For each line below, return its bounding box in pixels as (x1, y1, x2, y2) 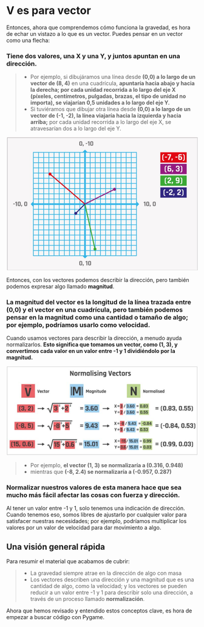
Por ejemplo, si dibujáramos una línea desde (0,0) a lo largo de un (30, 74, 196, 81)
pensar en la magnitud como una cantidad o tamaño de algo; (6, 313, 188, 321)
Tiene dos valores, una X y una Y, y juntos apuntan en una (6, 52, 180, 60)
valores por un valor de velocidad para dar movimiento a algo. (6, 524, 161, 532)
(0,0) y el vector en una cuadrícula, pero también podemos (6, 305, 183, 313)
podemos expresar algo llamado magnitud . (6, 283, 115, 290)
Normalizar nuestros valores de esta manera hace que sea (6, 483, 182, 492)
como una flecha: (6, 36, 50, 44)
